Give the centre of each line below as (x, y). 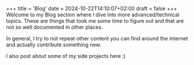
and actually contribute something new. (54, 45)
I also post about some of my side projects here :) (66, 56)
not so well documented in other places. (55, 27)
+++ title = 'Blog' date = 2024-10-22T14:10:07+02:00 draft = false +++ (92, 8)
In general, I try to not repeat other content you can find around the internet (97, 38)
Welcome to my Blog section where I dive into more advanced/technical (93, 15)
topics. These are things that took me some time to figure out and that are (95, 21)
